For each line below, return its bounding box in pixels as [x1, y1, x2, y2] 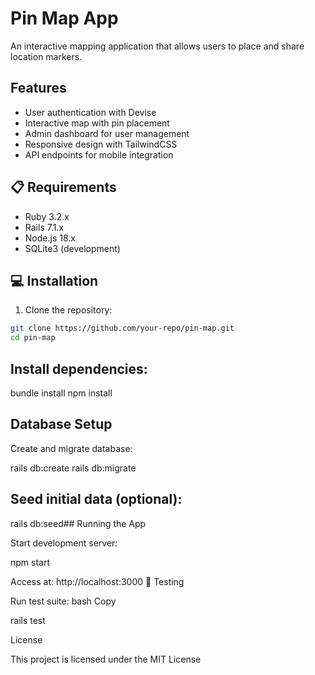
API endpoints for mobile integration [24, 148, 174, 161]
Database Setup [10, 416, 113, 433]
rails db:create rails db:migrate [10, 462, 137, 474]
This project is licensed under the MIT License [10, 653, 202, 665]
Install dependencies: [10, 360, 148, 377]
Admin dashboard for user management [24, 127, 190, 139]
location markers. [10, 50, 83, 62]
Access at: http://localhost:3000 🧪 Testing [10, 575, 185, 587]
